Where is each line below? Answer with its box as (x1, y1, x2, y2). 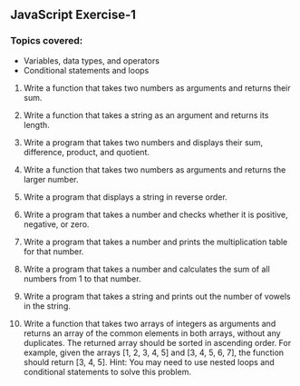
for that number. (23, 245, 84, 257)
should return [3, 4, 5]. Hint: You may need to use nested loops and (23, 356, 275, 367)
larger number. (23, 173, 80, 184)
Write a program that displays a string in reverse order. (23, 191, 227, 203)
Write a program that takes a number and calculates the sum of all (23, 263, 270, 274)
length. (23, 119, 51, 130)
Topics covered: (10, 35, 83, 47)
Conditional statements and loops (23, 64, 150, 75)
